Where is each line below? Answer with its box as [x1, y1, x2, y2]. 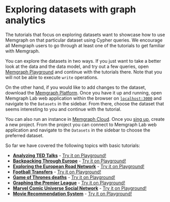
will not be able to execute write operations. [5, 74, 99, 80]
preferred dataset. [5, 132, 44, 138]
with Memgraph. [5, 48, 40, 54]
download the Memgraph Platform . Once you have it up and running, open [5, 89, 162, 96]
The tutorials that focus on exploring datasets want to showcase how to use [5, 31, 165, 38]
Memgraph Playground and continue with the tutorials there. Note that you [5, 68, 162, 75]
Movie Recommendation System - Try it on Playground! [12, 190, 132, 196]
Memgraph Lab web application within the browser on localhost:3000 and [5, 95, 162, 101]
